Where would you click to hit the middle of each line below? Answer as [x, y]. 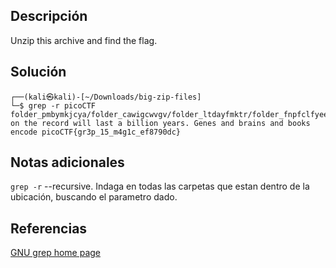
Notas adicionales [67, 162]
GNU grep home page [55, 253]
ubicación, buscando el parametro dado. [94, 197]
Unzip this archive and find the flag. [84, 40]
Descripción [49, 16]
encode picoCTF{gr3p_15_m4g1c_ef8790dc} [96, 132]
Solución [38, 72]
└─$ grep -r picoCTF [53, 105]
